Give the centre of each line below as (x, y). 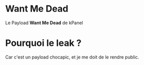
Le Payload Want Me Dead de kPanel (44, 23)
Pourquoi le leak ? (43, 43)
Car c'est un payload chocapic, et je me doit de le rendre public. (72, 57)
